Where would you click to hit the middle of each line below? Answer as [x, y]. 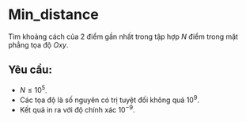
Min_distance [53, 15]
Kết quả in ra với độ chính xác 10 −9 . [77, 109]
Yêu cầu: [30, 70]
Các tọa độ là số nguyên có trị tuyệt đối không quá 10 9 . [110, 99]
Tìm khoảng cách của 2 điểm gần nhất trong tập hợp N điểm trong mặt [123, 36]
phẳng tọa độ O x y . [38, 44]
